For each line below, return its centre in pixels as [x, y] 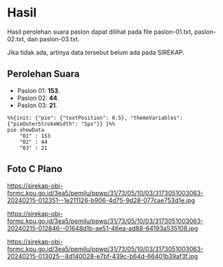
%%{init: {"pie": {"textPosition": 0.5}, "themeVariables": [95, 118]
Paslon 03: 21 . [37, 105]
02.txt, [17, 39]
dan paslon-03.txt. [53, 39]
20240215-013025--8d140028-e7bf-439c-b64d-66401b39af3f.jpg [103, 256]
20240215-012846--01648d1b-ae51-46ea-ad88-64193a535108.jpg [103, 228]
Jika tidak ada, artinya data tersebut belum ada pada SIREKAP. [96, 52]
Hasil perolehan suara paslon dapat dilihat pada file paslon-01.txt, [100, 32]
